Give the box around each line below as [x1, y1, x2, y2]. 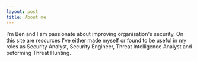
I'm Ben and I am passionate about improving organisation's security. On [6, 30, 184, 37]
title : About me [6, 14, 46, 20]
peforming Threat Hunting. [6, 49, 71, 56]
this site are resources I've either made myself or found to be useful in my [6, 37, 187, 44]
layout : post [6, 8, 39, 15]
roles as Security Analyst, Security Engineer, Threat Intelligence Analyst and [6, 43, 192, 50]
